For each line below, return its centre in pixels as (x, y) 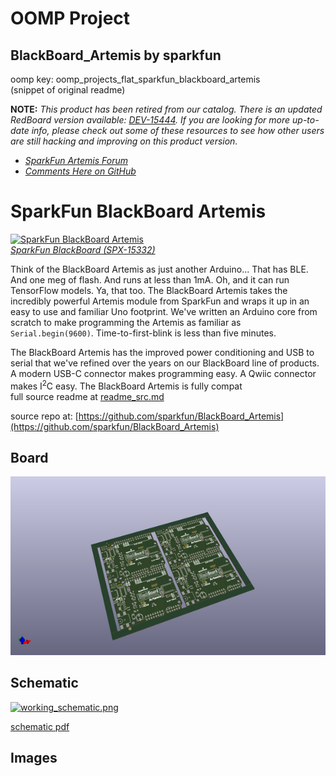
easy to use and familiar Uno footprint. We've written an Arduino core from (164, 311)
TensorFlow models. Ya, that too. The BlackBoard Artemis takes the (149, 290)
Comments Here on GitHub (80, 171)
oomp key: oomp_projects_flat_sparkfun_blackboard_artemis (135, 79)
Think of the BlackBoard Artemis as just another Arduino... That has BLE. (159, 269)
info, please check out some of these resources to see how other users (178, 130)
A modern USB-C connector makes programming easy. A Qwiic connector (163, 373)
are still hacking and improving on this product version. (124, 141)
